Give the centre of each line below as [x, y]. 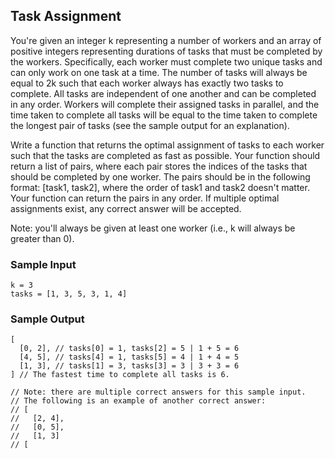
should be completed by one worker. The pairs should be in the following [160, 176]
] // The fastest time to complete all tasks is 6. [120, 375]
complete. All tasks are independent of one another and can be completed [163, 93]
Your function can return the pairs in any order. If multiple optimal [145, 198]
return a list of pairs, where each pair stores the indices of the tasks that [159, 166]
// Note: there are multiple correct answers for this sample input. [158, 392]
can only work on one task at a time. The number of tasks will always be [159, 72]
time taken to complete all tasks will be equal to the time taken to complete [164, 115]
